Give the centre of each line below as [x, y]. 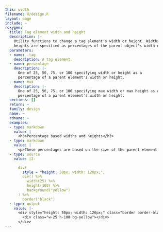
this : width [17, 9]
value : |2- [25, 159]
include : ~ [16, 23]
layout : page [18, 18]
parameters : [22, 50]
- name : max [22, 82]
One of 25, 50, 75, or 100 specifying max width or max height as [86, 91]
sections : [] [23, 100]
